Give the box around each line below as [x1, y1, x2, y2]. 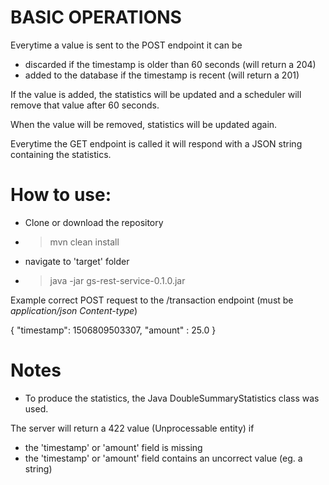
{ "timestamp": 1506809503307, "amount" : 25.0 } [10, 324, 217, 336]
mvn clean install [49, 236, 120, 248]
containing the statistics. [10, 148, 112, 160]
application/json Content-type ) [10, 304, 138, 316]
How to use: [10, 184, 112, 206]
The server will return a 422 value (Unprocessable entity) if [10, 422, 255, 434]
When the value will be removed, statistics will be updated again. [10, 118, 278, 130]
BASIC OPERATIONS [10, 6, 182, 29]
